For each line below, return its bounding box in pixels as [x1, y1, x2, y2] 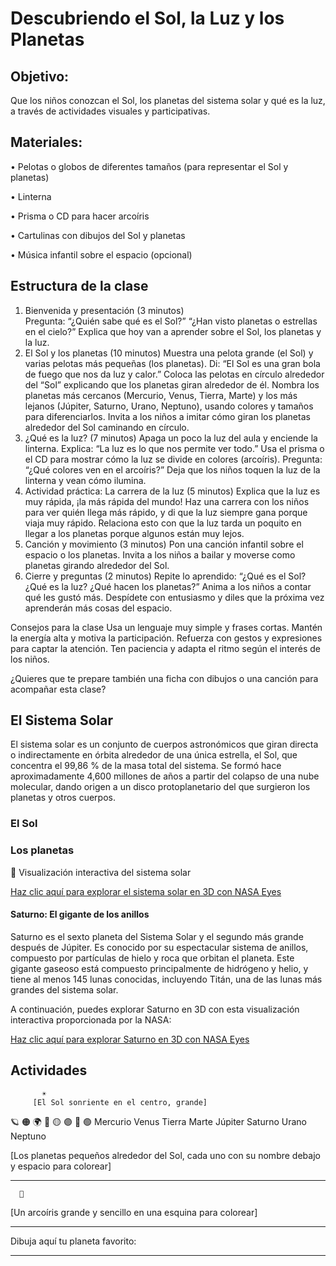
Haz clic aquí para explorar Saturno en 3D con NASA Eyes [10, 1033, 250, 1045]
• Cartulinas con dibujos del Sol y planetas [10, 229, 186, 241]
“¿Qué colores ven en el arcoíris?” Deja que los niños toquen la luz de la [24, 463, 321, 476]
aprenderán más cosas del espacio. [24, 602, 173, 614]
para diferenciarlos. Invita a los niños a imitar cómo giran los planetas [24, 410, 311, 422]
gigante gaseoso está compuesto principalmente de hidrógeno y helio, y [10, 962, 309, 974]
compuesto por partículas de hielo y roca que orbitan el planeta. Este [10, 952, 295, 964]
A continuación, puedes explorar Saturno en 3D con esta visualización [10, 1003, 300, 1015]
